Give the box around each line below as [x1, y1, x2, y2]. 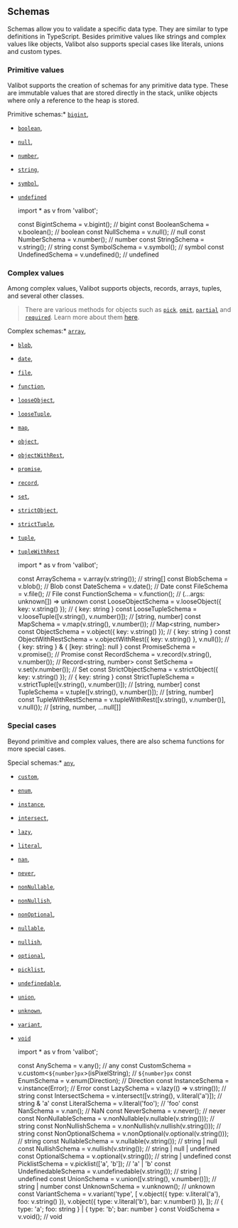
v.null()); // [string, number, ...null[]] [17, 703, 121, 711]
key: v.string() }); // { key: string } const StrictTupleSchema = [17, 673, 195, 682]
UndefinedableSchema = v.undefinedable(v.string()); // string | [17, 1167, 201, 1175]
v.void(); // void [17, 1212, 63, 1221]
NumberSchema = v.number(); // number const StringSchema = [17, 235, 205, 244]
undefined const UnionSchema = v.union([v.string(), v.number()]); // [17, 1174, 217, 1183]
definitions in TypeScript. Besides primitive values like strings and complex [7, 32, 226, 41]
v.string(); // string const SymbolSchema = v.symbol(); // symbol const [17, 243, 225, 252]
